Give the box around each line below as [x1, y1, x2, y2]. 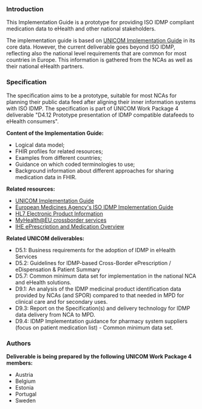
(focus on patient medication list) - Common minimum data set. [15, 324, 173, 331]
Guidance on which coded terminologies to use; [15, 160, 135, 168]
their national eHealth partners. [6, 63, 84, 70]
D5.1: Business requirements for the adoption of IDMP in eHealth [15, 246, 176, 253]
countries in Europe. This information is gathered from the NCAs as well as [6, 57, 193, 64]
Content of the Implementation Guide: [6, 129, 104, 137]
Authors [6, 339, 32, 348]
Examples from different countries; [15, 154, 102, 161]
